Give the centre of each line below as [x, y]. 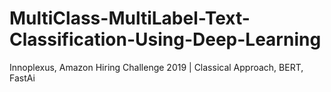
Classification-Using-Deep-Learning [165, 39]
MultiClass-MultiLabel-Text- [130, 18]
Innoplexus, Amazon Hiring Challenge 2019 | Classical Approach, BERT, [156, 67]
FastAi [22, 78]
